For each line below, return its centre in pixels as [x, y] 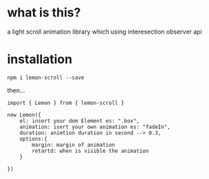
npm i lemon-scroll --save [46, 77]
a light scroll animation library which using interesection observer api [105, 32]
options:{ [34, 139]
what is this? [44, 13]
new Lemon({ [24, 115]
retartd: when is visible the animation [90, 151]
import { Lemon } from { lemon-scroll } [66, 103]
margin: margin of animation [74, 145]
